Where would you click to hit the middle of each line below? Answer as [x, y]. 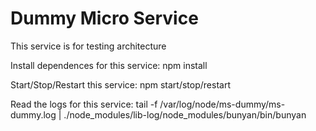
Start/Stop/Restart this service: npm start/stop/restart [120, 84]
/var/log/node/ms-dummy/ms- [222, 104]
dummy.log [33, 114]
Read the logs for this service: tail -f [84, 104]
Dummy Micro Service [104, 18]
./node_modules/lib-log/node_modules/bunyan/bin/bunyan [185, 114]
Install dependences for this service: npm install [109, 65]
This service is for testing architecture [88, 46]
